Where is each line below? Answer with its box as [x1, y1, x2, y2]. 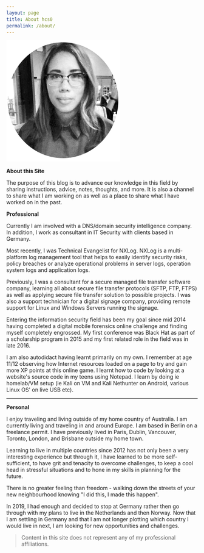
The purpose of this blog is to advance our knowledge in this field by [6, 179, 178, 187]
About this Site [6, 168, 45, 175]
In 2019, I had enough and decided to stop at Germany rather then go [6, 503, 180, 510]
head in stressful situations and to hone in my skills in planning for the [6, 466, 181, 474]
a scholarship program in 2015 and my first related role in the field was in [6, 335, 189, 343]
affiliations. [21, 540, 49, 548]
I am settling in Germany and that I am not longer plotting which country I [6, 516, 189, 523]
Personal [6, 404, 30, 411]
